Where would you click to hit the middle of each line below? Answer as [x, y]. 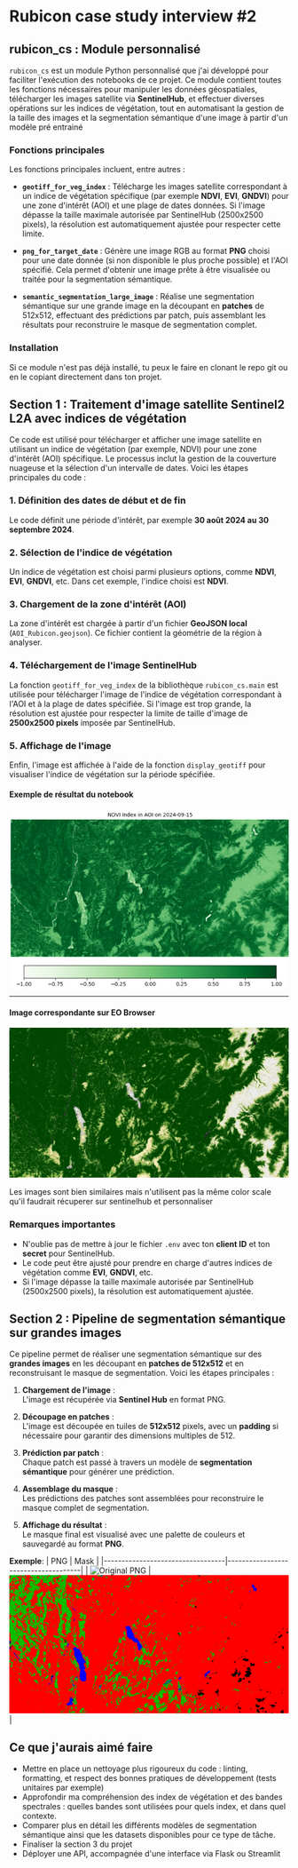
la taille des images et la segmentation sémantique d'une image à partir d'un [149, 118]
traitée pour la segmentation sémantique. [97, 279]
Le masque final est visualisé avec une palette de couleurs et [133, 1535]
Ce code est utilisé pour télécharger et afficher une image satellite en [135, 440]
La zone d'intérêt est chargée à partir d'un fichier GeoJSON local [128, 624]
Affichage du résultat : [64, 1525]
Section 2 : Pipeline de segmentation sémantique [148, 1320]
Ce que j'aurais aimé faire [81, 1747]
